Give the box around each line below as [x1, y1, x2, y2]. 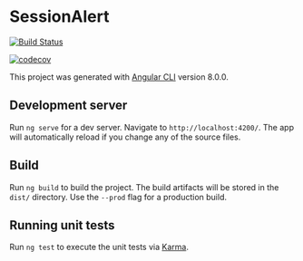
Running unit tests [9, 217, 115, 233]
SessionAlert [9, 6, 110, 27]
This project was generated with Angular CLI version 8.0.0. [9, 71, 230, 82]
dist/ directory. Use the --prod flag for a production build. [9, 191, 227, 202]
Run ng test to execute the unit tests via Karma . [9, 242, 189, 253]
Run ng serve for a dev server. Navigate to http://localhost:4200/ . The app [9, 121, 295, 132]
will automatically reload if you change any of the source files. [9, 131, 241, 142]
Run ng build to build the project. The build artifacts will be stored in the [9, 181, 279, 192]
